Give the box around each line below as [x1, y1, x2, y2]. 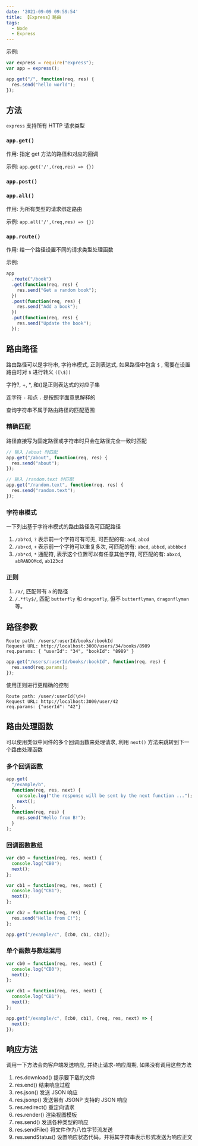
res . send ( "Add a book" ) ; [17, 304, 78, 310]
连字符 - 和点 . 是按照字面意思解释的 [6, 394, 96, 401]
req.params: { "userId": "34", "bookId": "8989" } [6, 649, 134, 655]
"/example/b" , [11, 781, 46, 787]
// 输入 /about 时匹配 [6, 449, 58, 455]
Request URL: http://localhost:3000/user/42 [6, 698, 118, 705]
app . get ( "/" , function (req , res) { [6, 76, 95, 82]
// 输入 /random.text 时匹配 [6, 477, 74, 482]
